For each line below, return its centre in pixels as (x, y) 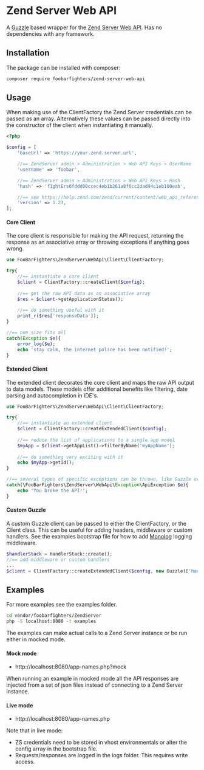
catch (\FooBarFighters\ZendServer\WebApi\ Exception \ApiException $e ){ (97, 485)
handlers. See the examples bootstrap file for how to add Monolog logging (99, 536)
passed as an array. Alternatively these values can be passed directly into (98, 119)
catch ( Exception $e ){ (34, 338)
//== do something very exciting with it (70, 457)
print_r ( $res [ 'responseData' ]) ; (58, 316)
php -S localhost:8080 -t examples (51, 621)
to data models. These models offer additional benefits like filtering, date (97, 389)
